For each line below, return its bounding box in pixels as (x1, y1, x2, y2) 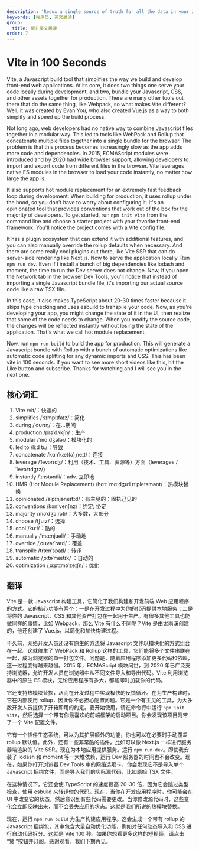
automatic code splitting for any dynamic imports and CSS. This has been (6, 353, 185, 360)
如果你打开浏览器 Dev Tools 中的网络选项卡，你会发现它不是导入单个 (17, 760, 184, 768)
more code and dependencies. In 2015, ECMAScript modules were (6, 150, 168, 157)
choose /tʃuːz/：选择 (15, 517, 66, 525)
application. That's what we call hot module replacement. (6, 328, 146, 336)
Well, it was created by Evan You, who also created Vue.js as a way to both (6, 107, 190, 114)
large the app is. (6, 175, 46, 182)
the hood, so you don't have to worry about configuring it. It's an (6, 199, 164, 206)
